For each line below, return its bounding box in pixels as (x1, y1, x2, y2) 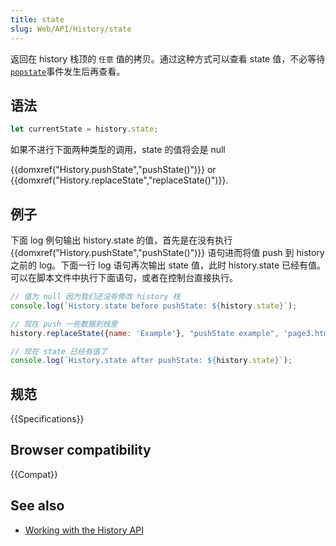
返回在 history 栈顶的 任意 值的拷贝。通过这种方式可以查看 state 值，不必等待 (10, 52, 326, 65)
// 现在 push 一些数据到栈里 (10, 319, 118, 329)
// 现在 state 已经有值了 (10, 346, 108, 356)
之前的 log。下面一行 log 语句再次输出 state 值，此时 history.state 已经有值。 (10, 259, 326, 271)
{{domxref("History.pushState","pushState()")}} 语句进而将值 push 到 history (10, 247, 325, 258)
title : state (10, 14, 65, 25)
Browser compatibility (10, 442, 152, 459)
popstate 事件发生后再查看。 (10, 65, 126, 77)
